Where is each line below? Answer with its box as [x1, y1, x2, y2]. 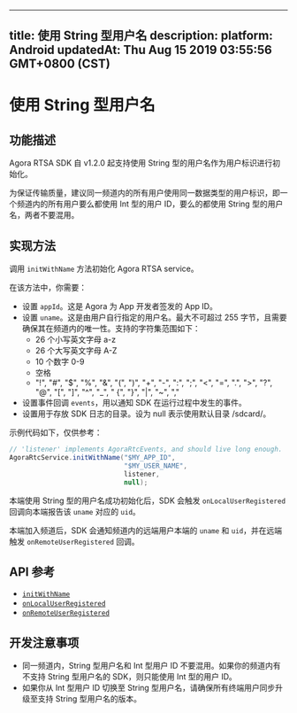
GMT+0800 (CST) [9, 57, 110, 72]
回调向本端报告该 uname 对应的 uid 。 [9, 506, 141, 516]
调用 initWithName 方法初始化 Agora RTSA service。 [9, 263, 199, 275]
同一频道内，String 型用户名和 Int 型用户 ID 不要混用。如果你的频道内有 [21, 661, 281, 671]
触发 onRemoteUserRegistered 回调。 [9, 536, 140, 546]
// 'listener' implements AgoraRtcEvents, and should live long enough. [9, 445, 283, 454]
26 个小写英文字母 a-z [34, 334, 117, 345]
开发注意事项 [9, 635, 80, 650]
